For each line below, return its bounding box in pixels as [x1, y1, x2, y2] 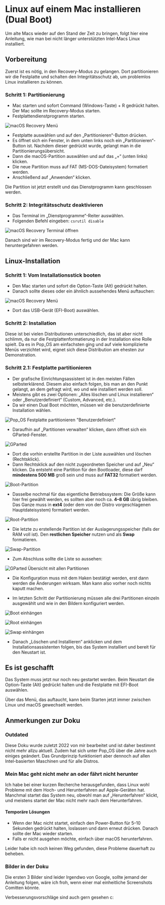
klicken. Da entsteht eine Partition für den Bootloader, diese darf [12, 466, 143, 472]
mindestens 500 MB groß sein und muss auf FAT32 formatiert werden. [12, 472, 158, 478]
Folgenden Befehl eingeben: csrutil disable [12, 218, 104, 224]
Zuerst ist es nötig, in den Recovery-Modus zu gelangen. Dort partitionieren [5, 68, 159, 74]
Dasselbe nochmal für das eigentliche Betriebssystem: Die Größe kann [12, 491, 156, 497]
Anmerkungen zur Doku [5, 716, 80, 725]
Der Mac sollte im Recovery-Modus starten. [12, 108, 101, 114]
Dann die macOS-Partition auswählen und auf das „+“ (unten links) [12, 153, 148, 159]
